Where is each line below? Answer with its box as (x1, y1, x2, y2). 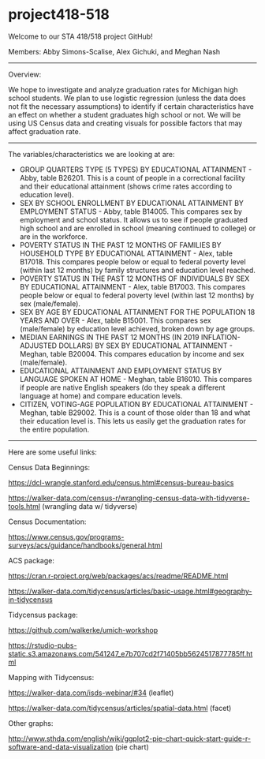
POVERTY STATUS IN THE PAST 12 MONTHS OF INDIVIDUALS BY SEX (19, 274, 250, 283)
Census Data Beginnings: (8, 462, 91, 472)
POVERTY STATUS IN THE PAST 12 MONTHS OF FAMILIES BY (19, 240, 222, 249)
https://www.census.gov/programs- (8, 532, 125, 541)
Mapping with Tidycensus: (8, 672, 95, 682)
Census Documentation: (8, 517, 87, 526)
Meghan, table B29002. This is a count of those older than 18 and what (19, 408, 251, 417)
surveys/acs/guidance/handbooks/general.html (8, 540, 163, 550)
